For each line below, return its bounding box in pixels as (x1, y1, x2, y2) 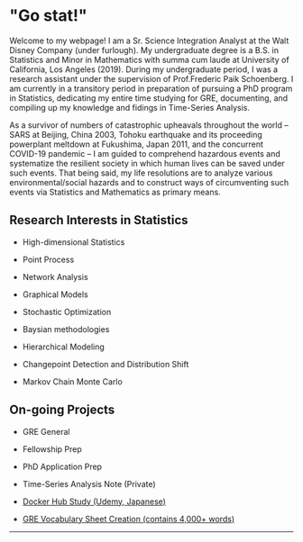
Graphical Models (22, 289, 88, 300)
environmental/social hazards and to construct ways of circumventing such (9, 176, 289, 187)
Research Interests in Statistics (9, 212, 188, 228)
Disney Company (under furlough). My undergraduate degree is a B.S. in (9, 44, 280, 55)
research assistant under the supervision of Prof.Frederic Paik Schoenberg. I (9, 73, 294, 84)
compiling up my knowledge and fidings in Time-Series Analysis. (9, 102, 251, 113)
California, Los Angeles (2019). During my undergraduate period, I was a (9, 64, 278, 75)
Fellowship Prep (22, 443, 83, 455)
